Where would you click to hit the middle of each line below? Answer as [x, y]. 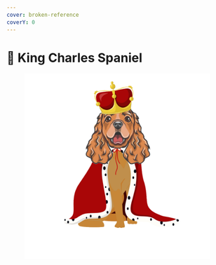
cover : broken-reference [43, 15]
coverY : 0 [21, 22]
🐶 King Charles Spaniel [75, 58]
